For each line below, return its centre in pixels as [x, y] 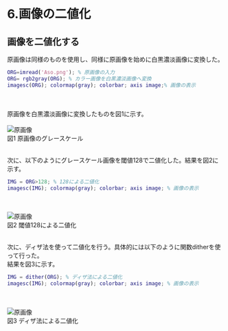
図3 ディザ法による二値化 [43, 321]
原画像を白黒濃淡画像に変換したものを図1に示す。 [77, 113]
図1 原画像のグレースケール [45, 138]
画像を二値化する [43, 42]
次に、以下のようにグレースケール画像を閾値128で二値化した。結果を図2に [113, 160]
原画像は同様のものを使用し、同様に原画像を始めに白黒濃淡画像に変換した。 [115, 59]
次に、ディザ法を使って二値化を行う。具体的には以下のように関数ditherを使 [114, 247]
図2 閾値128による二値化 [42, 225]
